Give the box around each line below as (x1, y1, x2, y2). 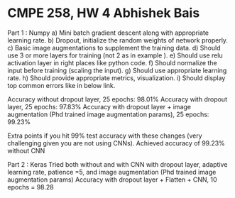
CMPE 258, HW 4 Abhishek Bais (7, 5, 200, 21)
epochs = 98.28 (7, 182, 55, 191)
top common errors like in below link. (7, 81, 116, 89)
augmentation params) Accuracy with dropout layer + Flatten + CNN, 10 (7, 175, 218, 184)
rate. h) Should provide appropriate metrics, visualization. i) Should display (7, 73, 226, 82)
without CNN (7, 146, 45, 155)
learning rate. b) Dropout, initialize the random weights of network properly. (7, 35, 229, 44)
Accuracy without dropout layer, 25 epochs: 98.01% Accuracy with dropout (7, 94, 227, 104)
